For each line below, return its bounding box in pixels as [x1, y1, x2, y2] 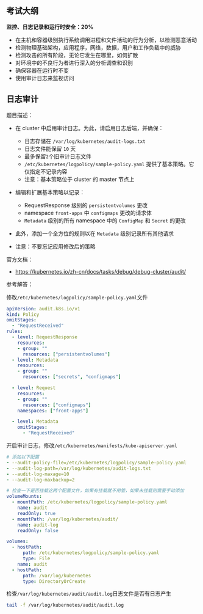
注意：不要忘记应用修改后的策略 [15, 243, 96, 250]
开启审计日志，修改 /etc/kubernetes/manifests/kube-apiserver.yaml [6, 442, 178, 449]
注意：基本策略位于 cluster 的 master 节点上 [24, 175, 135, 183]
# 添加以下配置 [6, 454, 40, 460]
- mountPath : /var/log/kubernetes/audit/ [12, 516, 119, 522]
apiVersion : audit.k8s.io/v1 [6, 305, 80, 312]
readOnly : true [17, 510, 56, 516]
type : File [22, 555, 51, 561]
